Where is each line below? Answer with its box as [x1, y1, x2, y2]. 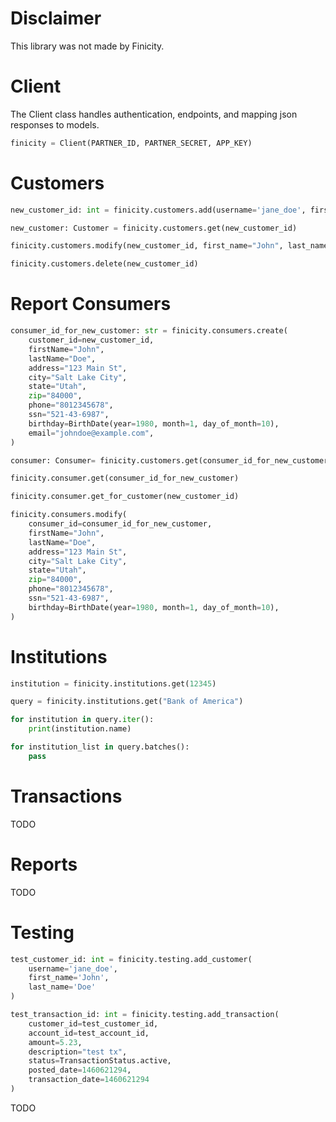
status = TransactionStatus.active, [28, 1056, 172, 1066]
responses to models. [10, 118, 100, 131]
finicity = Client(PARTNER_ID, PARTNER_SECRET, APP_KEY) [10, 138, 253, 148]
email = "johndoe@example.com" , [28, 428, 155, 438]
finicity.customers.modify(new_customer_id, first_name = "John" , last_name [10, 241, 329, 251]
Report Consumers [10, 293, 172, 316]
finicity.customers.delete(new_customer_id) [10, 259, 199, 269]
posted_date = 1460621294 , [28, 1065, 132, 1076]
